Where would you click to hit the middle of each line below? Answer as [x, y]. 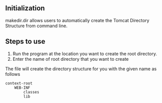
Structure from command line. [36, 26]
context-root [19, 83]
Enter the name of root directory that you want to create [71, 59]
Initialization [25, 8]
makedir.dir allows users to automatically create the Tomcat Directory [77, 20]
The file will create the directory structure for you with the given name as [81, 69]
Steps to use [25, 41]
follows [13, 74]
